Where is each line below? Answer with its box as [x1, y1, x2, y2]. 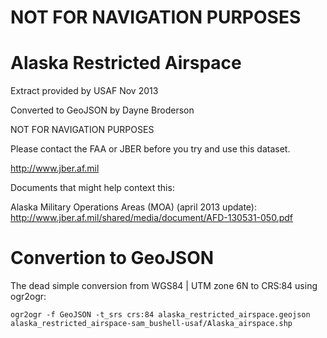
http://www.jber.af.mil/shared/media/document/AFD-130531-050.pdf [10, 212, 293, 224]
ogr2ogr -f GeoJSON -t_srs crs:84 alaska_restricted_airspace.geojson [10, 310, 311, 320]
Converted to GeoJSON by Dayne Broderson [10, 104, 195, 116]
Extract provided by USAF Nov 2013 [10, 85, 159, 97]
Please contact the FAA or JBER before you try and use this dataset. [10, 143, 291, 155]
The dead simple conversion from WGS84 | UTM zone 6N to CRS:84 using [10, 280, 318, 292]
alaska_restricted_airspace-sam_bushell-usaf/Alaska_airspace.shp [10, 319, 293, 329]
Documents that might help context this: [10, 182, 175, 194]
